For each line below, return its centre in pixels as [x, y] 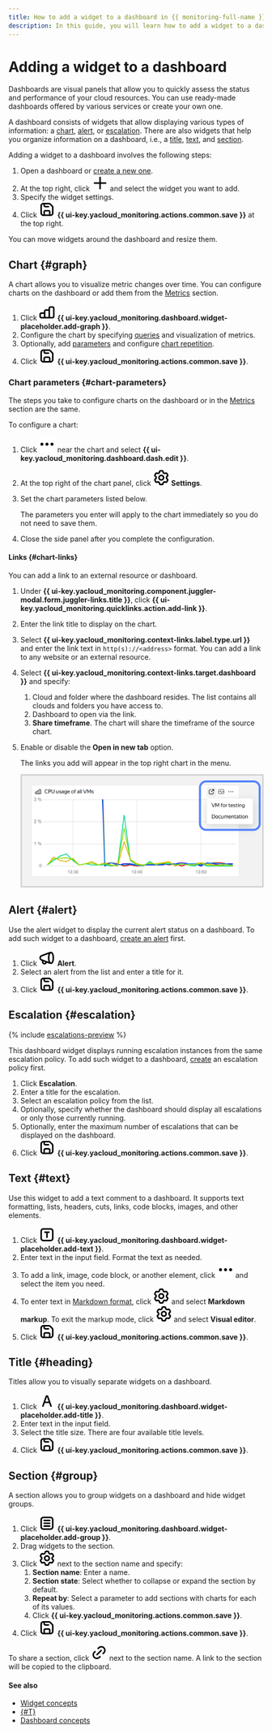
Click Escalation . [49, 1083]
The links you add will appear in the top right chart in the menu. [126, 763]
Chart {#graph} [48, 265]
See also [23, 1685]
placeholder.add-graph [60, 327]
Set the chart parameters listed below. [83, 498]
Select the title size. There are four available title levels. [112, 1433]
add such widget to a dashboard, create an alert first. [97, 938]
